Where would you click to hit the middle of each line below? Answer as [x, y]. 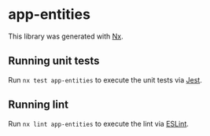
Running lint [39, 105]
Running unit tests [54, 61]
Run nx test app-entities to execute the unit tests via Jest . [105, 79]
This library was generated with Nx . [66, 36]
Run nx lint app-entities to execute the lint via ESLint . [98, 123]
